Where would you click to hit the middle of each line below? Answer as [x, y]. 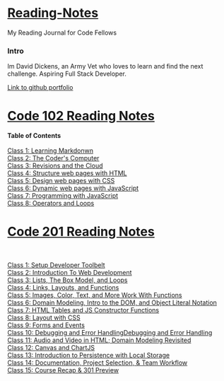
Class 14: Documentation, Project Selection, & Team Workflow [98, 363]
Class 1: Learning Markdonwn [51, 151]
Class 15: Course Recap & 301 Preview [63, 370]
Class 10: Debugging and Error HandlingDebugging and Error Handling [110, 333]
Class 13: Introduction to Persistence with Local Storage [89, 356]
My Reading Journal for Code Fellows [62, 33]
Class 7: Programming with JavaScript [63, 196]
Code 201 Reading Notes [81, 232]
